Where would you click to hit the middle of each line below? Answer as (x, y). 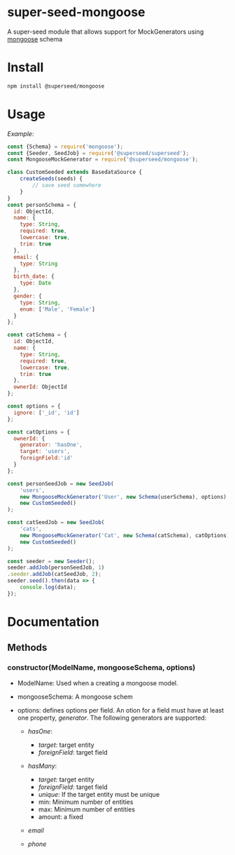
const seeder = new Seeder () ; (51, 561)
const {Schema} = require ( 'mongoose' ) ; (65, 147)
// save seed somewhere (67, 186)
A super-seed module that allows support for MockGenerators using (106, 32)
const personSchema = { (42, 205)
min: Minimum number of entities (86, 802)
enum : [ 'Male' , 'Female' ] (58, 309)
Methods (27, 648)
